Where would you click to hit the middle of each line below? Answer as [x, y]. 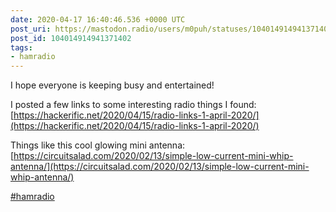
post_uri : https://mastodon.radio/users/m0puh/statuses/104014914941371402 [171, 29]
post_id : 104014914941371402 [71, 38]
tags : [21, 47]
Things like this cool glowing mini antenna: [98, 145]
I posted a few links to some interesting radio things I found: [133, 105]
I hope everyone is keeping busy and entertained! [112, 85]
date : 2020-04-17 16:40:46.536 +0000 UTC [98, 19]
